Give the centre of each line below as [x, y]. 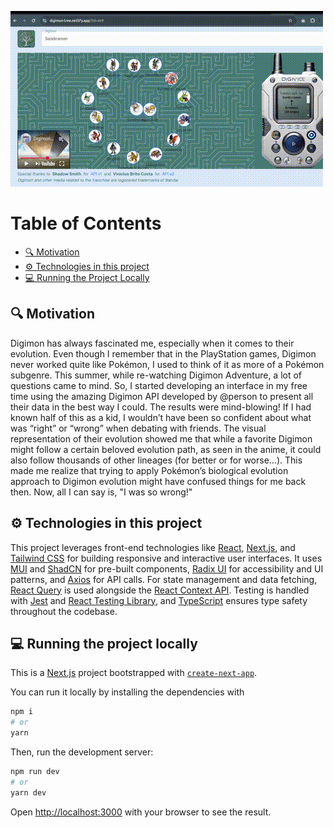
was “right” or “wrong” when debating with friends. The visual [138, 428]
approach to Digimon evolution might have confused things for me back [158, 481]
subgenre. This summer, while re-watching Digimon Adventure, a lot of [156, 375]
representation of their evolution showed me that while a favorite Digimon [161, 438]
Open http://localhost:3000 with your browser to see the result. [141, 812]
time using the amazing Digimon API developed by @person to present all [162, 396]
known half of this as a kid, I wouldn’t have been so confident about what [161, 417]
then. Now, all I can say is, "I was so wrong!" [101, 492]
